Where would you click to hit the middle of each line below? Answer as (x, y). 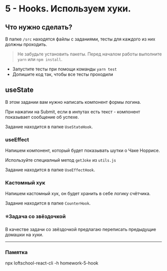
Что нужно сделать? (39, 27)
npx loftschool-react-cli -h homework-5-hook (52, 263)
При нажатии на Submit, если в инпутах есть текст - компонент (73, 112)
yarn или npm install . (40, 59)
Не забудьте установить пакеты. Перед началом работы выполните (89, 54)
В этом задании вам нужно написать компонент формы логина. (73, 102)
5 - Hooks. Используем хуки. (68, 9)
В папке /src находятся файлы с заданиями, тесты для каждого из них (80, 39)
